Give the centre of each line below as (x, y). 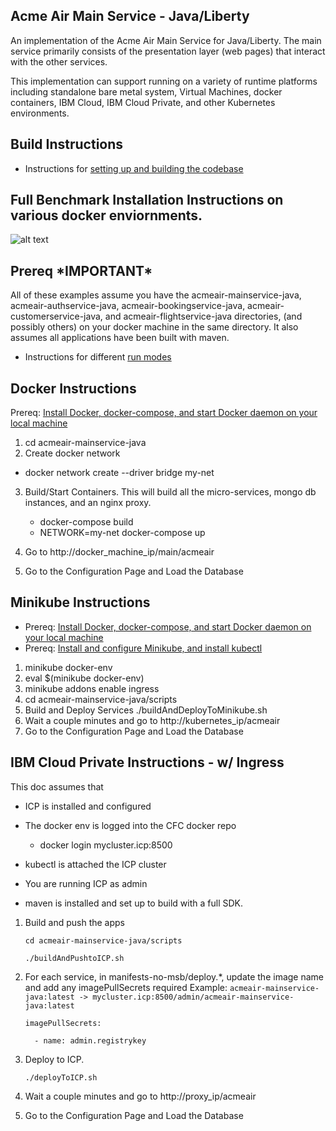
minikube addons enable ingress (92, 688)
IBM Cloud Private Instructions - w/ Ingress (147, 762)
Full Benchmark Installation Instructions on (147, 200)
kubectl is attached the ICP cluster (95, 864)
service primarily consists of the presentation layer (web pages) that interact (168, 51)
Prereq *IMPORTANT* (81, 270)
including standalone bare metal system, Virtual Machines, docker (146, 91)
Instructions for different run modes (98, 357)
